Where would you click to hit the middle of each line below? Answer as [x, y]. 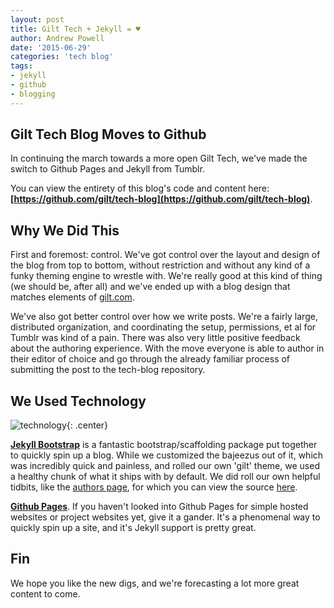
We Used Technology [78, 401]
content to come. [45, 593]
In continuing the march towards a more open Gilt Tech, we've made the [159, 158]
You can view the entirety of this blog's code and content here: [140, 188]
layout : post [37, 19]
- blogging [33, 94]
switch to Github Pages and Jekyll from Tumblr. [107, 169]
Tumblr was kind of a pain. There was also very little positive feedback [155, 338]
